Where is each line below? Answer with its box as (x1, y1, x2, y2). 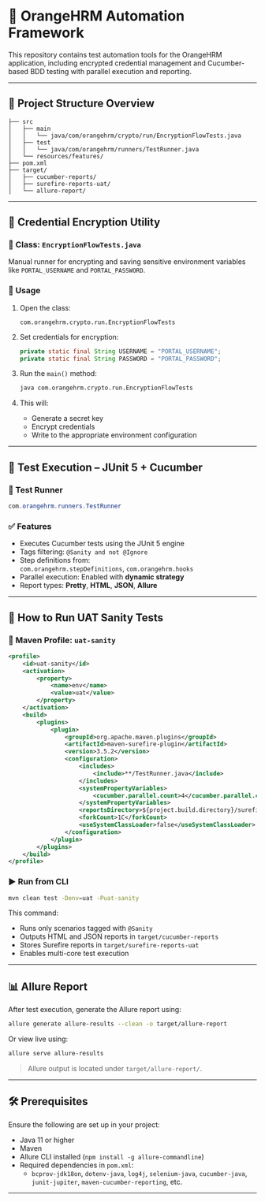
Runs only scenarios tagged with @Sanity (19, 924, 153, 933)
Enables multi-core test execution (19, 949, 129, 958)
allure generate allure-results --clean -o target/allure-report (8, 1020, 227, 1028)
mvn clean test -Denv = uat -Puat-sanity (8, 894, 140, 902)
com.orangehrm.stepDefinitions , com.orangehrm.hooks (19, 564, 194, 574)
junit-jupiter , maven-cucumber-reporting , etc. (31, 1177, 183, 1186)
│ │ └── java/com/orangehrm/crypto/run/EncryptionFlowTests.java (8, 132, 242, 140)
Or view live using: (8, 1034, 69, 1044)
